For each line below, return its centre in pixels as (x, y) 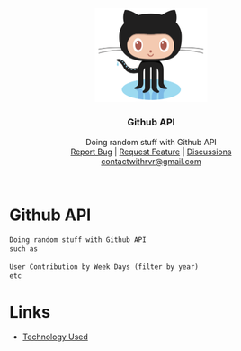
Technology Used (55, 337)
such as (24, 249)
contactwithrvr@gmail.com (151, 161)
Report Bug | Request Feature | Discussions (151, 152)
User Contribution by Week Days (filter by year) (104, 267)
